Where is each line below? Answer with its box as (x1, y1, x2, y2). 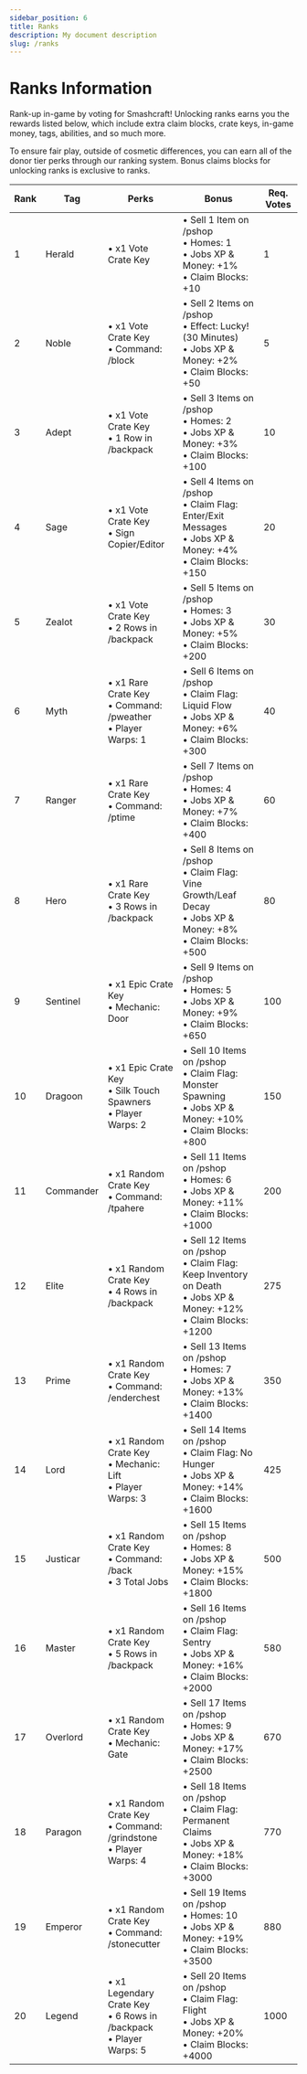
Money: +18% (182, 1848, 245, 1861)
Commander (45, 1185, 99, 1197)
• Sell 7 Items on (182, 760, 254, 772)
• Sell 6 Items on (182, 665, 254, 677)
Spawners (107, 1096, 152, 1109)
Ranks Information (9, 79, 153, 99)
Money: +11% (182, 1197, 245, 1209)
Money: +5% (182, 627, 238, 640)
